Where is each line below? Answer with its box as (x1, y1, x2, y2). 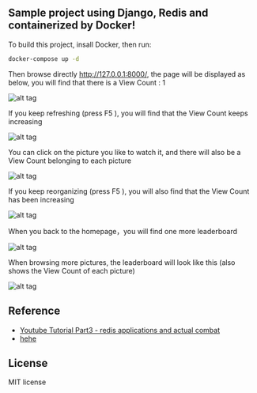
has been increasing (8, 195, 75, 204)
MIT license (8, 377, 47, 387)
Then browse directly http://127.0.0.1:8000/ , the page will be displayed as (8, 69, 246, 78)
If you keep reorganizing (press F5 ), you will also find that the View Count (8, 186, 250, 196)
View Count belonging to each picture (8, 156, 132, 165)
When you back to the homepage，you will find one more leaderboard (8, 226, 238, 236)
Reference (8, 304, 61, 318)
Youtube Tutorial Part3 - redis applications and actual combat (19, 325, 220, 334)
